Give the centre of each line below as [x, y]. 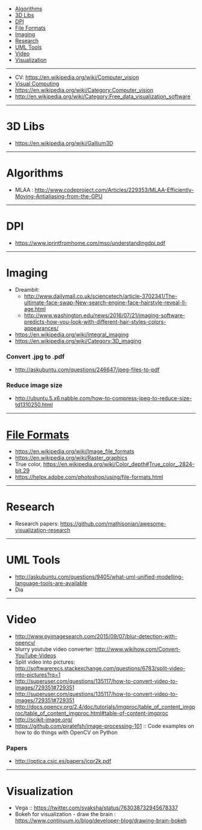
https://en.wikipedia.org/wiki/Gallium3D [64, 143]
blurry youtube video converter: [54, 649]
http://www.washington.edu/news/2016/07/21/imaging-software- [104, 315]
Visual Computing [37, 83]
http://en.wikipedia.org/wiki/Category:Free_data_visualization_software [103, 96]
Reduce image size [35, 385]
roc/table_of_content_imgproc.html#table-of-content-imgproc [91, 713]
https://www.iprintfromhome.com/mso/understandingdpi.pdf [90, 243]
